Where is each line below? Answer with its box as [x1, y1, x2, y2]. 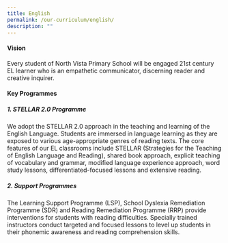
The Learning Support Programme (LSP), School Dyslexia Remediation [7, 199, 205, 207]
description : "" [7, 23, 53, 29]
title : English [7, 10, 51, 17]
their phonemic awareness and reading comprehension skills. [7, 228, 180, 236]
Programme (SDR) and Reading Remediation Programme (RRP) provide [7, 206, 207, 214]
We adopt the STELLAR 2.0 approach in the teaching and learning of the [7, 123, 210, 131]
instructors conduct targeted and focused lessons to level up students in [7, 220, 212, 229]
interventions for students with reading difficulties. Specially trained [7, 214, 198, 222]
